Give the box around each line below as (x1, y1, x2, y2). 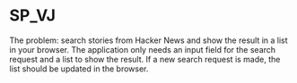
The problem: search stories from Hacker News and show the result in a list (9, 35, 289, 46)
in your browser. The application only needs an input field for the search (9, 44, 276, 54)
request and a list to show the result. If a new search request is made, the (9, 54, 281, 64)
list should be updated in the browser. (9, 63, 149, 74)
